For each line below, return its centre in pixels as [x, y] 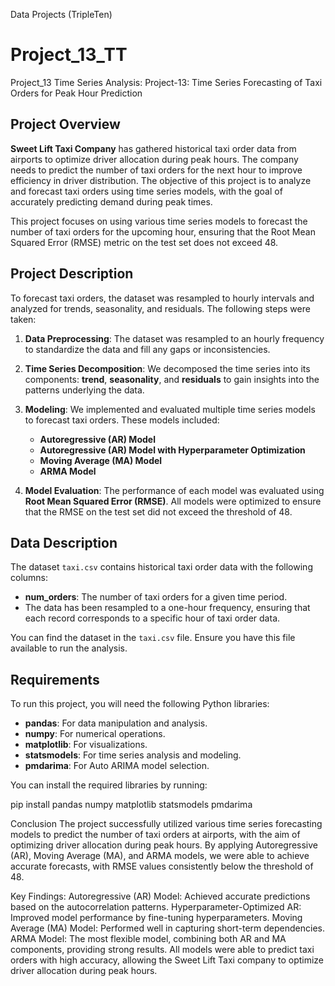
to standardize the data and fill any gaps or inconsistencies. [147, 349]
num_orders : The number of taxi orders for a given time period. [156, 597]
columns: [29, 578]
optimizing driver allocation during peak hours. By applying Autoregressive [164, 845]
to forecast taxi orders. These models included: [122, 420]
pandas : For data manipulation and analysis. [116, 723]
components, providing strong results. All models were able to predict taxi [162, 950]
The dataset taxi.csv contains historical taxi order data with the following [161, 567]
